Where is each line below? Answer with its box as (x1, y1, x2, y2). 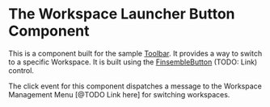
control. (8, 65, 35, 75)
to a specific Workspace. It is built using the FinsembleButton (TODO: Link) (8, 57, 258, 67)
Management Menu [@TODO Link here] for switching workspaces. (8, 89, 230, 99)
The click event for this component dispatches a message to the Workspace (8, 81, 263, 91)
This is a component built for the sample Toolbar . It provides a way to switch (8, 48, 263, 58)
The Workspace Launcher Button (8, 5, 236, 23)
